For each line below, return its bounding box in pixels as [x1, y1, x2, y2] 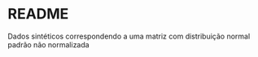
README [7, 5, 69, 23]
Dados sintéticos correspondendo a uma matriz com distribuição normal [7, 31, 251, 41]
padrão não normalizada [7, 39, 90, 49]
